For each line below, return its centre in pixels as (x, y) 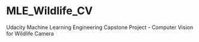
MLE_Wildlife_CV (49, 11)
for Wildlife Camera (30, 33)
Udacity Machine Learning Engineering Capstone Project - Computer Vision (100, 27)
